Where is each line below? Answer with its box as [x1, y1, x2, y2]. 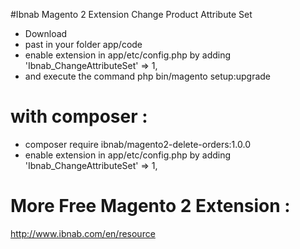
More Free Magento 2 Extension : [10, 195, 291, 218]
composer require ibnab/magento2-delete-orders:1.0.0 [24, 138, 251, 150]
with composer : [10, 105, 148, 128]
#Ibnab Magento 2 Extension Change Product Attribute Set [10, 9, 253, 20]
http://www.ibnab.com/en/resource [10, 227, 156, 239]
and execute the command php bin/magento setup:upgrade [24, 70, 271, 82]
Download [24, 28, 68, 39]
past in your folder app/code [24, 39, 143, 50]
